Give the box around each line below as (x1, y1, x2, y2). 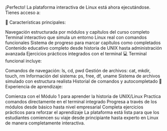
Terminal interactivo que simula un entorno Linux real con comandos (5, 35, 147, 40)
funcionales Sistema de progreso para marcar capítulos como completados (5, 40, 161, 46)
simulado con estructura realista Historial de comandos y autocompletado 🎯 (5, 78, 162, 84)
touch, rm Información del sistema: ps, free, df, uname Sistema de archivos (5, 73, 160, 79)
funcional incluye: (5, 58, 42, 64)
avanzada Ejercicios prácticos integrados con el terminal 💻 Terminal (5, 51, 147, 57)
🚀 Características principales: (5, 20, 66, 25)
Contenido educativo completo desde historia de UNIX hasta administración (5, 45, 162, 51)
